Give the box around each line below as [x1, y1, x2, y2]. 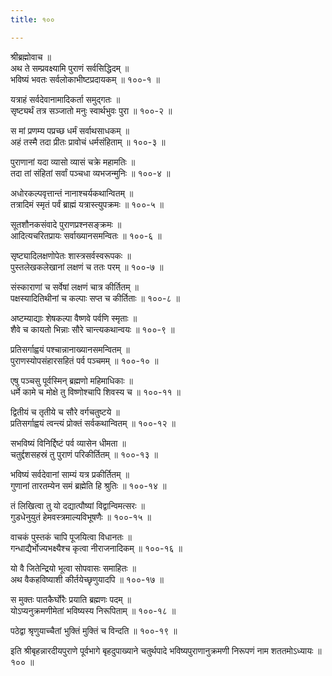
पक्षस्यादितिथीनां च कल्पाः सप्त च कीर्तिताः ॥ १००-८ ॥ [10, 292, 180, 304]
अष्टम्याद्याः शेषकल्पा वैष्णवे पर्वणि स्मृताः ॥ [10, 312, 138, 324]
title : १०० [10, 14, 55, 25]
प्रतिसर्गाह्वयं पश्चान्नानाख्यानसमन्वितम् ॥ [10, 343, 130, 355]
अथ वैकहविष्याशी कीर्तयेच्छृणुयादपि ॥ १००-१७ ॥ [10, 573, 164, 585]
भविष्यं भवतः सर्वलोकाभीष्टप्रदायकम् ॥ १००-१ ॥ [10, 73, 160, 85]
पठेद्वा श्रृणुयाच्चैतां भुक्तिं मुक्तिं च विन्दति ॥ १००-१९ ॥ [10, 624, 178, 636]
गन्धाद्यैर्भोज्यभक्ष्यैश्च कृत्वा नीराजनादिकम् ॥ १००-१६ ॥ [10, 542, 183, 554]
